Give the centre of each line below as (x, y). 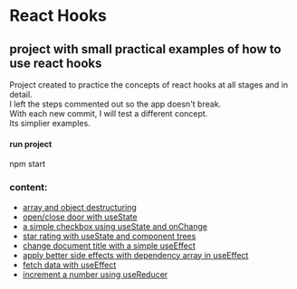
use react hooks (56, 63)
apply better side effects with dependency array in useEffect (135, 255)
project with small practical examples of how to (145, 49)
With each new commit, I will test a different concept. (109, 113)
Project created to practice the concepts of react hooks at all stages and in (148, 85)
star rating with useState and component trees (109, 236)
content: (29, 188)
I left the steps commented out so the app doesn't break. (115, 104)
